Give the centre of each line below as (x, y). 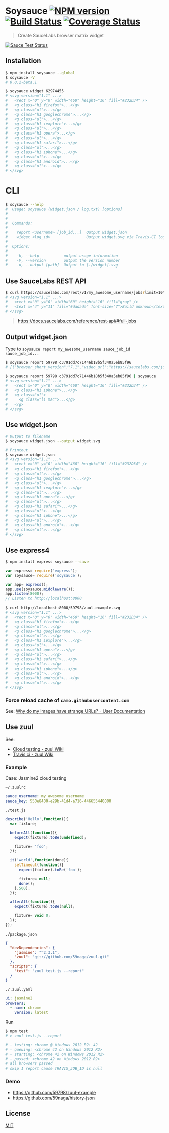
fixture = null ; (34, 879)
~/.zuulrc (16, 788)
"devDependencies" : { (32, 948)
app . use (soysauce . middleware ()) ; (40, 589)
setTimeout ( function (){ (39, 865)
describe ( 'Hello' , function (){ (37, 819)
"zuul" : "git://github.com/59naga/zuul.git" (62, 957)
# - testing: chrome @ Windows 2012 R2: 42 (52, 1045)
